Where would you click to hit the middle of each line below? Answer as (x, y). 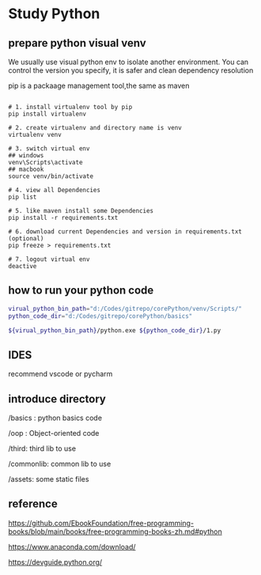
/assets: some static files (49, 479)
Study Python (54, 14)
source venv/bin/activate (51, 176)
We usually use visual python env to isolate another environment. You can (129, 62)
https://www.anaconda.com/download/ (72, 547)
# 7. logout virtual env (49, 259)
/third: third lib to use (42, 448)
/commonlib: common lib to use (60, 464)
